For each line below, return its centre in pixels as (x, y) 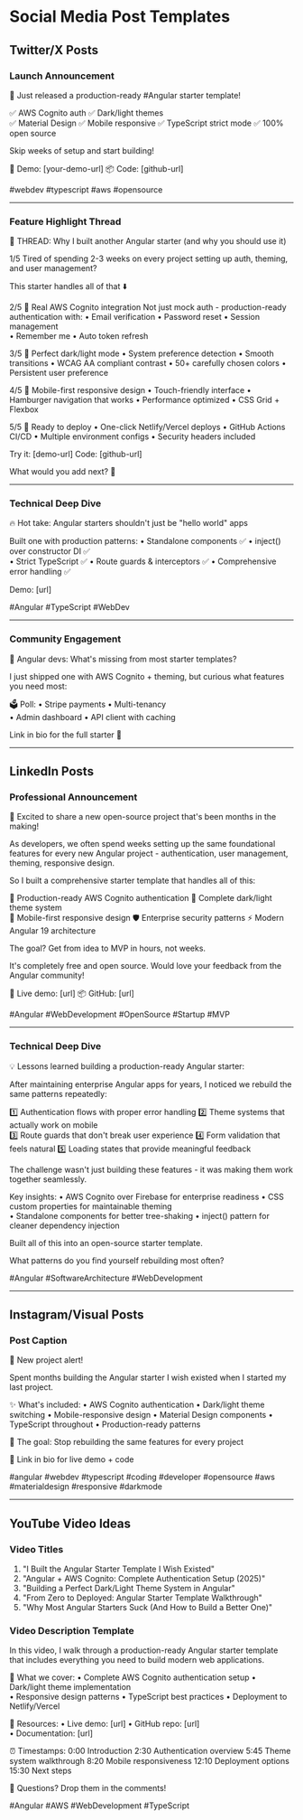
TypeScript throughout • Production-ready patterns (105, 1424)
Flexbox (24, 409)
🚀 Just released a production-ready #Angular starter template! (125, 95)
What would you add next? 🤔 (63, 472)
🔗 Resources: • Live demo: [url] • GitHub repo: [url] (105, 1724)
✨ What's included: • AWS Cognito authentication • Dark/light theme (137, 1405)
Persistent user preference (59, 373)
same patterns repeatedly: (58, 1093)
